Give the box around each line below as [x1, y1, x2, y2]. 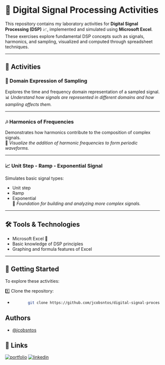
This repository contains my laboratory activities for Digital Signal [5, 21, 138, 27]
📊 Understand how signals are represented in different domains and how [5, 94, 154, 100]
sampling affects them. [5, 101, 52, 107]
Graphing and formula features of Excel [12, 246, 92, 252]
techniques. [5, 44, 29, 50]
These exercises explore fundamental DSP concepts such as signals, [5, 33, 145, 39]
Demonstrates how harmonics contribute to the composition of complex [5, 129, 151, 135]
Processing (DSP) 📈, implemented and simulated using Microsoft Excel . [5, 26, 153, 32]
